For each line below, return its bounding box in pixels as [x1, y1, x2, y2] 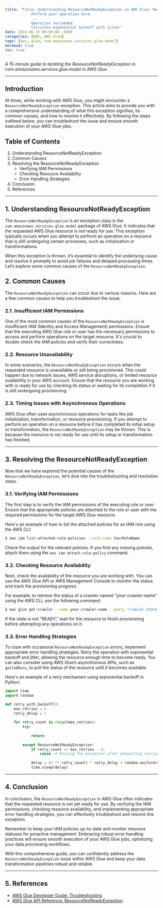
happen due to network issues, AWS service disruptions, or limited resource [5, 372, 157, 378]
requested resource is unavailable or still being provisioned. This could [5, 367, 147, 373]
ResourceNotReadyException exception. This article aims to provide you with [5, 103, 155, 109]
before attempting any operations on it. [5, 621, 83, 627]
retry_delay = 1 [14, 711, 47, 716]
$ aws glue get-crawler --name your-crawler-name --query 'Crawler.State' [5, 607, 160, 612]
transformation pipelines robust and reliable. [5, 861, 94, 867]
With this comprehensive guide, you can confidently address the [5, 850, 134, 856]
